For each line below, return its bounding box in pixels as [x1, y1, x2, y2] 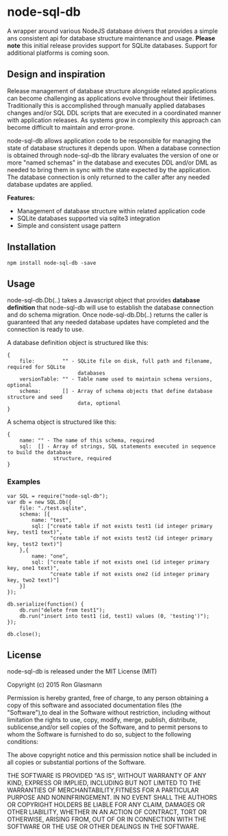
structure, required [53, 455, 112, 462]
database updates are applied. [7, 180, 93, 189]
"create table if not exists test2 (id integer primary [50, 534, 213, 542]
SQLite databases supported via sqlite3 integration [16, 214, 161, 222]
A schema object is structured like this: [7, 418, 117, 426]
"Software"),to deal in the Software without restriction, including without [7, 708, 211, 717]
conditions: [7, 738, 39, 746]
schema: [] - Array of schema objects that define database [19, 388, 213, 395]
